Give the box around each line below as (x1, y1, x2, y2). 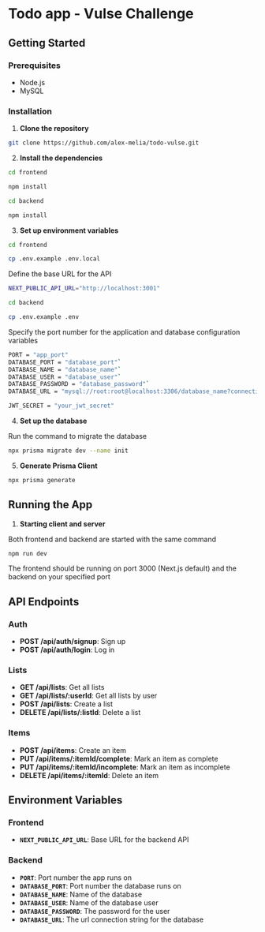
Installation (8, 106, 53, 117)
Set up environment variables (19, 226, 119, 235)
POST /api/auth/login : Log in (19, 645, 115, 655)
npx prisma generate (8, 476, 77, 484)
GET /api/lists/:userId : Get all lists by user (19, 691, 158, 701)
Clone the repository (19, 124, 89, 133)
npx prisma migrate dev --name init (8, 447, 129, 455)
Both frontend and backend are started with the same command (8, 534, 217, 544)
